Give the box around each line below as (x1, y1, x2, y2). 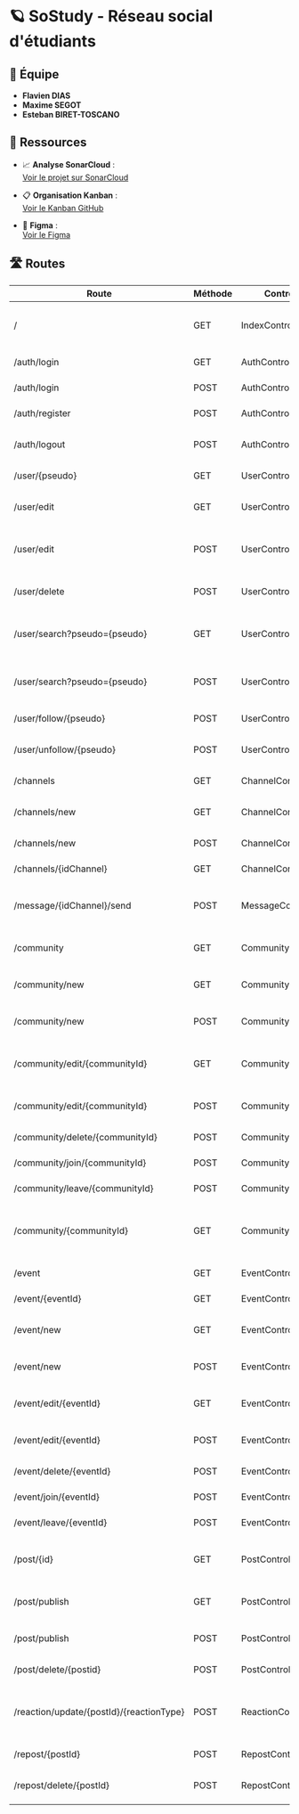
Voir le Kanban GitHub (21, 202, 104, 213)
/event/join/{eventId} (13, 1491, 101, 1503)
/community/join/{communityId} (13, 1156, 147, 1169)
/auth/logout (13, 437, 66, 450)
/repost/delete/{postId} (13, 1778, 109, 1791)
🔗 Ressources (9, 135, 87, 151)
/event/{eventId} (13, 1292, 82, 1304)
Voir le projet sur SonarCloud (21, 172, 129, 183)
